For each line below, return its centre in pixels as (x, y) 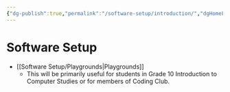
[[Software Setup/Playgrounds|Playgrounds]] (80, 67)
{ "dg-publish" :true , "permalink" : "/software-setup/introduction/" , (103, 13)
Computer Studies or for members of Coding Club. (98, 81)
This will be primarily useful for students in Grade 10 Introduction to (122, 73)
